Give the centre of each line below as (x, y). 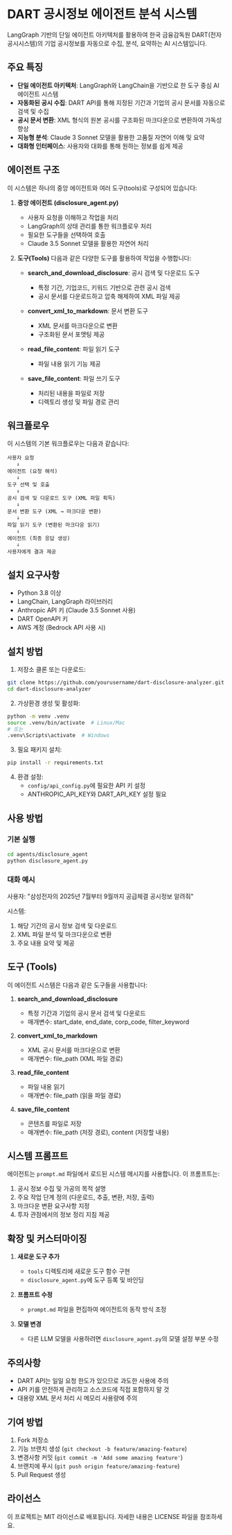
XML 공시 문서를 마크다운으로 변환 (74, 1049)
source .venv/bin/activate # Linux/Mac (66, 722)
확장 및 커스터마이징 (47, 1238)
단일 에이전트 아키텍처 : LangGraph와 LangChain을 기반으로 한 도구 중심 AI (118, 85)
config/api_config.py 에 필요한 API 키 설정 (87, 786)
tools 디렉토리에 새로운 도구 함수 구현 (79, 1271)
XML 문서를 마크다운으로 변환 (78, 326)
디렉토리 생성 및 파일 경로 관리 (79, 402)
